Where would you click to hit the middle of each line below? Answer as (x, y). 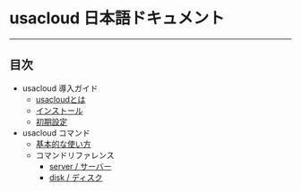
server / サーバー (80, 166)
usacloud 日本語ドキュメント (117, 18)
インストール (59, 110)
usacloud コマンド (56, 133)
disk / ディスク (76, 177)
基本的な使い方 (63, 144)
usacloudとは (60, 99)
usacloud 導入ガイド (60, 88)
